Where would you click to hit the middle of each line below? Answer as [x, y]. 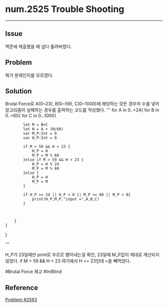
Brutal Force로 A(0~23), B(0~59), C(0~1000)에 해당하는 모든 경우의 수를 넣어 [82, 104]
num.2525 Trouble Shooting [65, 9]
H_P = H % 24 [45, 164]
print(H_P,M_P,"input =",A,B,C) [65, 199]
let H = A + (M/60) [43, 129]
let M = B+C [36, 125]
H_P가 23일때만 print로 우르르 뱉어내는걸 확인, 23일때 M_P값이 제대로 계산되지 [82, 255]
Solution [18, 91]
